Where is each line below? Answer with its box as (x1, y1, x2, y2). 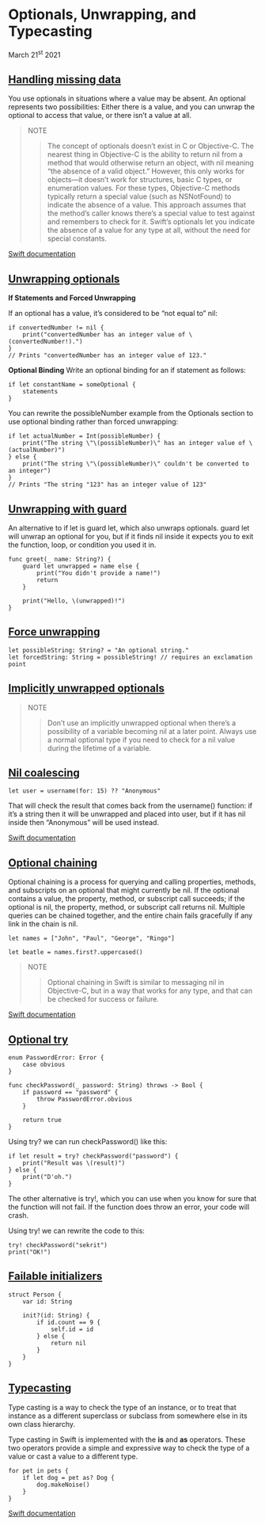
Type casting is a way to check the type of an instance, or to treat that (8, 1402, 237, 1412)
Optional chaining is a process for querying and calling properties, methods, (8, 877, 256, 887)
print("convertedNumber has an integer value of (22, 331, 186, 339)
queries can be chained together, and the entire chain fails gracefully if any (8, 911, 253, 920)
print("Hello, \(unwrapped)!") (22, 597, 126, 605)
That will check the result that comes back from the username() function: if (8, 801, 253, 811)
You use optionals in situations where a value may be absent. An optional (8, 93, 247, 104)
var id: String (22, 1297, 73, 1306)
